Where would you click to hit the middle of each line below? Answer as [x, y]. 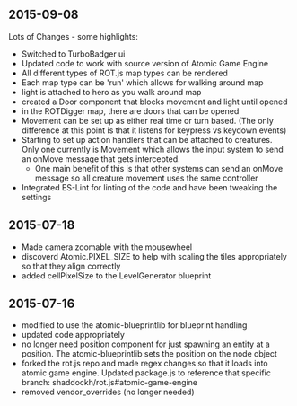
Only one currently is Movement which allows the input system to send [152, 149]
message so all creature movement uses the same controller [146, 178]
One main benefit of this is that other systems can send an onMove [159, 168]
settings [36, 197]
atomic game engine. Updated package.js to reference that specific [146, 373]
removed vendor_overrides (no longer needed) [108, 392]
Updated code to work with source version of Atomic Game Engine [145, 63]
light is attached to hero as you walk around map [111, 92]
